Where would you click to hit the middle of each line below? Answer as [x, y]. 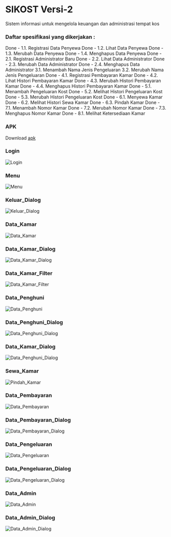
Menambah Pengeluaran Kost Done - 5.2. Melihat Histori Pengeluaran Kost [84, 92]
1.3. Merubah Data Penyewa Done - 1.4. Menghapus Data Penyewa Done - [84, 54]
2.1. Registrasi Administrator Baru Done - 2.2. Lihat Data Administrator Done [85, 59]
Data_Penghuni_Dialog [34, 322]
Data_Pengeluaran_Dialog [38, 469]
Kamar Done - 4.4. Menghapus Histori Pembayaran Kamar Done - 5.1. [79, 86]
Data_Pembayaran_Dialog [38, 420]
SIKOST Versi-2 [39, 9]
